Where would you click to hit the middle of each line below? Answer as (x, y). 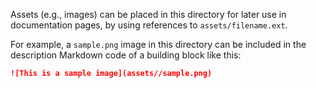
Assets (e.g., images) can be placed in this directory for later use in (148, 14)
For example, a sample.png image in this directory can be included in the (158, 44)
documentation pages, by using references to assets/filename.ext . (149, 25)
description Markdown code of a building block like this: (126, 55)
